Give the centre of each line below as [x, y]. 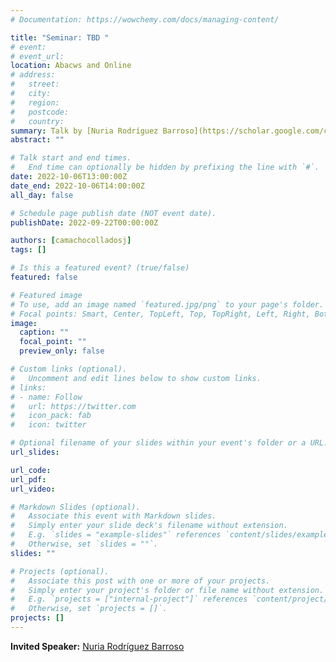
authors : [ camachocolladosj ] [71, 241]
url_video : [33, 489]
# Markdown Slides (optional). [75, 507]
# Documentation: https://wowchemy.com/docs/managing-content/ [145, 19]
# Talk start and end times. [71, 158]
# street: [35, 84]
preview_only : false [62, 351]
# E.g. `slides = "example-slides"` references [116, 535]
